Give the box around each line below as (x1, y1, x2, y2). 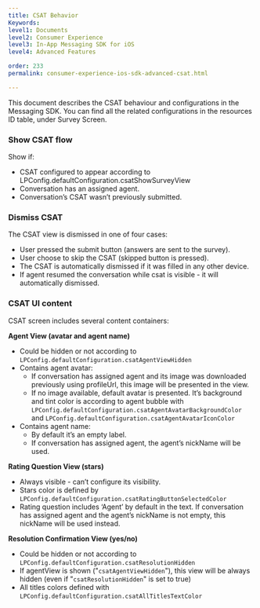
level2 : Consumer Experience (8, 33, 103, 42)
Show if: (8, 152, 35, 162)
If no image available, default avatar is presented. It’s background (31, 388, 243, 397)
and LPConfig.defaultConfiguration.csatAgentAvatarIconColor (31, 413, 235, 423)
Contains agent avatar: (19, 363, 93, 372)
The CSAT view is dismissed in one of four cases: (8, 229, 168, 240)
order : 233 (8, 62, 44, 71)
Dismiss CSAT (8, 211, 63, 222)
